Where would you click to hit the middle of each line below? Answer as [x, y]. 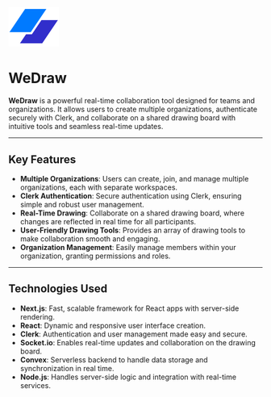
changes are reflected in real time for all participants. [108, 221]
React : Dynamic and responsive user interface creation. [113, 325]
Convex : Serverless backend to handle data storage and [114, 359]
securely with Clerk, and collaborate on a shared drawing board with [122, 118]
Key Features [42, 159]
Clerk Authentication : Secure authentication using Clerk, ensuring [131, 195]
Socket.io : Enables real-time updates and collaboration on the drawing [138, 342]
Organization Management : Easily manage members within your [128, 247]
